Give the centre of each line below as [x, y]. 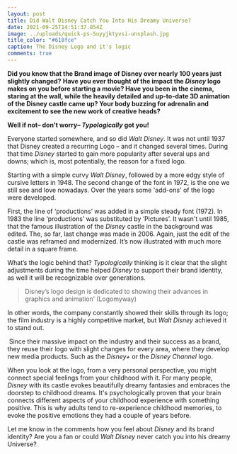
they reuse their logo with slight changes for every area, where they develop [118, 348]
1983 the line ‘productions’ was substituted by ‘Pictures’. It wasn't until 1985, [118, 219]
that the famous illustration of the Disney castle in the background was [110, 226]
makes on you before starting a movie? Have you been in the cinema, [111, 89]
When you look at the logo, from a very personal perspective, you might [112, 370]
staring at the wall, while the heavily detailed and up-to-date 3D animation [118, 96]
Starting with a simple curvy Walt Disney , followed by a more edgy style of [116, 175]
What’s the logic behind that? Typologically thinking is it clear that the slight [117, 262]
